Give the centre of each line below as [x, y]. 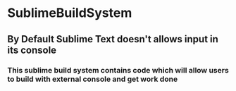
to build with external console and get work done [93, 79]
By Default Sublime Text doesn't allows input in [113, 39]
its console [32, 50]
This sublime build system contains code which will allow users [118, 70]
